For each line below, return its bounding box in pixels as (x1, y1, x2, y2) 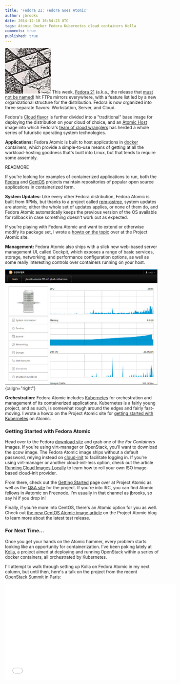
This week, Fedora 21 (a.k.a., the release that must (52, 89, 153, 95)
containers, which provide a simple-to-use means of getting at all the (5, 144, 144, 150)
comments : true (5, 28, 36, 34)
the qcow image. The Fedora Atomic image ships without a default (5, 449, 139, 455)
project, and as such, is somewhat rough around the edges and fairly (5, 405, 143, 411)
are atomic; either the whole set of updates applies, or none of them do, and (5, 204, 158, 210)
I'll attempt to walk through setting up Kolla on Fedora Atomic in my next (5, 563, 150, 570)
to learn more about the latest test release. (5, 515, 91, 521)
